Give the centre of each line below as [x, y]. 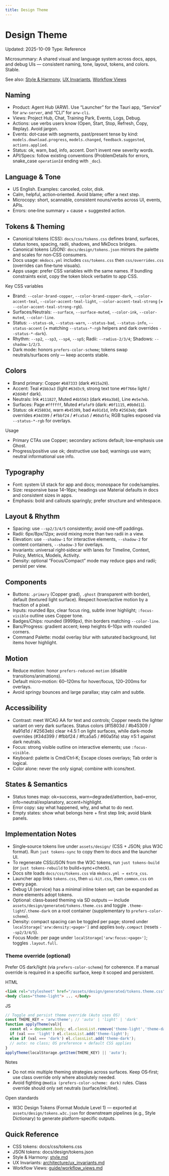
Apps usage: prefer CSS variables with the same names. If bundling [82, 271]
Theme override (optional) [38, 956]
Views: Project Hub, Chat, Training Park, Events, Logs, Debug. [77, 118]
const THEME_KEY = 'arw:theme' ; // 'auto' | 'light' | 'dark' [72, 1020]
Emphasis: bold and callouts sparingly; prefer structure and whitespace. [87, 501]
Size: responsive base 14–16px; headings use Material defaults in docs [85, 490]
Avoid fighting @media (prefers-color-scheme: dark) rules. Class [79, 1083]
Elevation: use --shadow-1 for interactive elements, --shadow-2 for [80, 539]
